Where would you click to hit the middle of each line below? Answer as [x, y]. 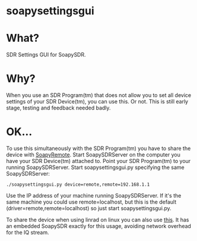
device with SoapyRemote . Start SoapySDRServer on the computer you [93, 155]
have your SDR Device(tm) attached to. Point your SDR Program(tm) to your [99, 161]
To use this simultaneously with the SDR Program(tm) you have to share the [99, 148]
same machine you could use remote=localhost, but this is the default [91, 202]
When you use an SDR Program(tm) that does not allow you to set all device [99, 95]
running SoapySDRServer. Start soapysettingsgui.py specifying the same [96, 167]
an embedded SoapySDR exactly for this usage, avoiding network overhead [99, 226]
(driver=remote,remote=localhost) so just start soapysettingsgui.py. [89, 208]
